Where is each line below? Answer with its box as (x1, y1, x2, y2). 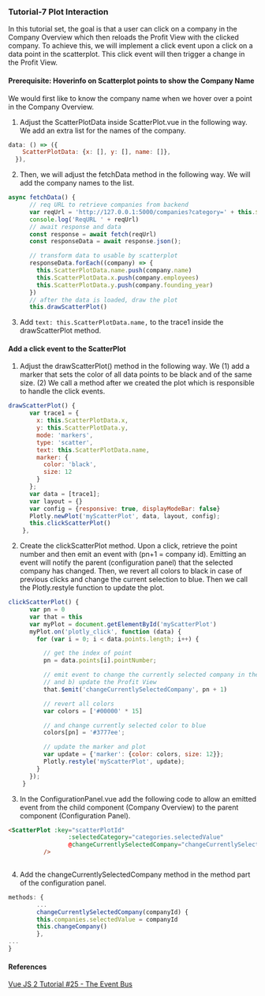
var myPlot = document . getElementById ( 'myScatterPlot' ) (28, 620, 217, 628)
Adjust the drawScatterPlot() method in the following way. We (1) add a (19, 362, 250, 371)
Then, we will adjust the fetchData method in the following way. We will (19, 170, 251, 179)
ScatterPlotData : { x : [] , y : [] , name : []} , (22, 148, 171, 156)
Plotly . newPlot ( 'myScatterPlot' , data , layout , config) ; (28, 512, 221, 520)
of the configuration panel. (19, 878, 106, 887)
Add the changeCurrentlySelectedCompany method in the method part (19, 870, 251, 879)
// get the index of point (43, 649, 132, 657)
